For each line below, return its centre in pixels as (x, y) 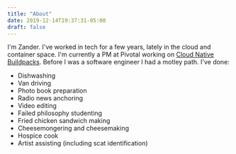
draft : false (27, 27)
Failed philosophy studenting (60, 113)
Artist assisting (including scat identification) (83, 143)
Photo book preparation (52, 91)
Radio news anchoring (50, 98)
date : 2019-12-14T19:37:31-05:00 (57, 20)
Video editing (37, 106)
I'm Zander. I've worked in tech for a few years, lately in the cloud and (109, 47)
